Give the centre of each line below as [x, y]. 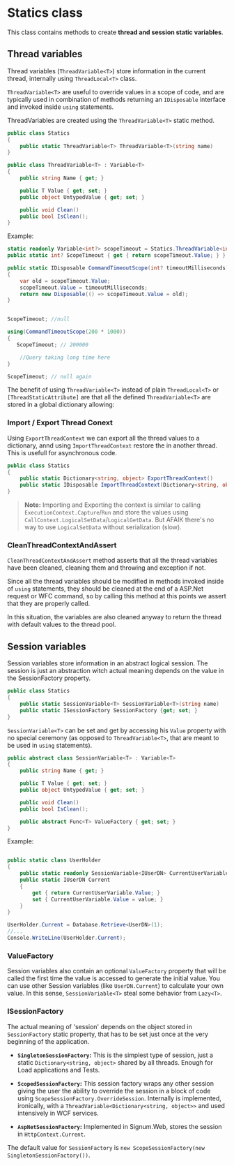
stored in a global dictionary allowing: [61, 405]
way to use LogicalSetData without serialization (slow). [103, 527]
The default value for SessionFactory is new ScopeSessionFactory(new [106, 1147]
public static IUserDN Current [65, 880]
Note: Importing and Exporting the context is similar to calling [112, 505]
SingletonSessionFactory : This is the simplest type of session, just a [115, 1055]
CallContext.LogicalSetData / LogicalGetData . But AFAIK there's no [119, 520]
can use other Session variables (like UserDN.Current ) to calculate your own [116, 986]
